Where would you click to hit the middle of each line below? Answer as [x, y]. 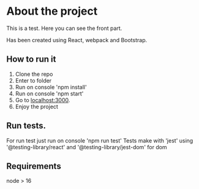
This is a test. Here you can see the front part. [64, 28]
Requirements [34, 166]
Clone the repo [34, 74]
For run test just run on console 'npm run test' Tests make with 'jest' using [100, 140]
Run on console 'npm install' [51, 87]
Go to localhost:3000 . [43, 100]
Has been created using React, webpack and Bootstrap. [77, 40]
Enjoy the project [36, 106]
